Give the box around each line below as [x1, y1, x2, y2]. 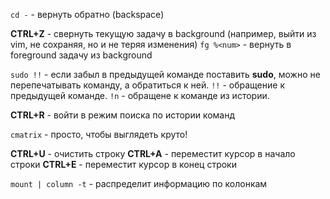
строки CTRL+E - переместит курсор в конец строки [10, 159, 237, 170]
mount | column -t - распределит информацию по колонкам [10, 178, 268, 189]
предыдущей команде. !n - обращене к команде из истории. [10, 90, 270, 101]
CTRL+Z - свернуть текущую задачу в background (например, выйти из [10, 28, 317, 39]
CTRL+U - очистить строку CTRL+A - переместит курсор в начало [10, 148, 296, 159]
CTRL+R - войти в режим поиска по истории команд [10, 109, 236, 121]
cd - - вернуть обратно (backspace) [10, 9, 165, 20]
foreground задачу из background [10, 49, 153, 61]
